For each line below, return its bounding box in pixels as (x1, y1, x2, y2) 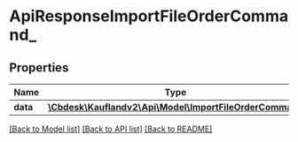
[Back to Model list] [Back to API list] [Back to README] (9, 123, 213, 134)
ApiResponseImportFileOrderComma (9, 6, 289, 26)
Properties (9, 60, 69, 75)
